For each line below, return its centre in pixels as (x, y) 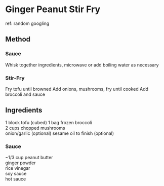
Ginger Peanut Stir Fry (53, 9)
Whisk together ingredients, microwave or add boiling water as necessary (82, 65)
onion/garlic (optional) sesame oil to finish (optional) (60, 133)
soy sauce (16, 174)
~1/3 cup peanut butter (29, 158)
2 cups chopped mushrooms (35, 128)
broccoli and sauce (25, 94)
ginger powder (21, 163)
